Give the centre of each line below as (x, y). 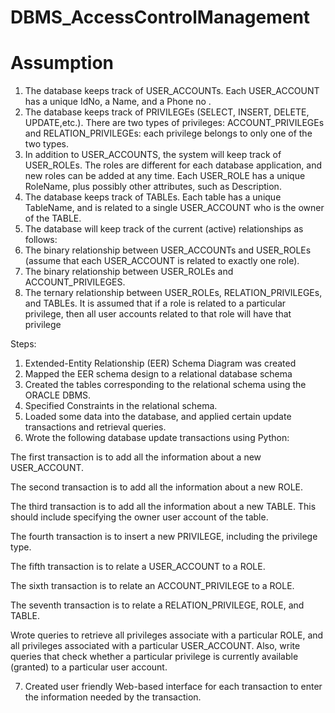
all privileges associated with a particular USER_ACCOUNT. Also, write (155, 646)
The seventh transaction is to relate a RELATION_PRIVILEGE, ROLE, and (157, 605)
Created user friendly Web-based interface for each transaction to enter (173, 687)
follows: (41, 240)
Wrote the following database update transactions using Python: (157, 438)
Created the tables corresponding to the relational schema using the (165, 385)
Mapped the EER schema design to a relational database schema (158, 374)
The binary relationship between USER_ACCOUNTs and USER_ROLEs (168, 250)
